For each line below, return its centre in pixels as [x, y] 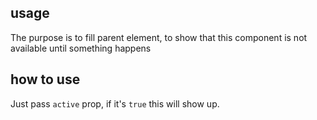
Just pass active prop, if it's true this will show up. [115, 103]
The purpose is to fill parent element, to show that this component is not [159, 37]
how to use [45, 79]
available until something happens [81, 48]
